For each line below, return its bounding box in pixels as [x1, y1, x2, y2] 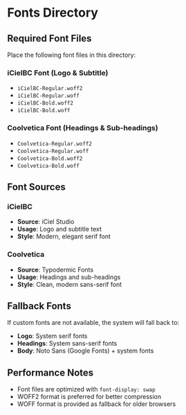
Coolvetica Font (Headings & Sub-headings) [7, 123, 158, 133]
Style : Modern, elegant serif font [17, 232, 111, 240]
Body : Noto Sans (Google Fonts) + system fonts [17, 346, 154, 355]
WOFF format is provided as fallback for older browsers [17, 400, 176, 408]
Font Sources [7, 181, 66, 193]
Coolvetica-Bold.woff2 [17, 154, 83, 162]
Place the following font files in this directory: [7, 51, 136, 59]
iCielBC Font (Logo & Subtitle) [7, 68, 109, 78]
